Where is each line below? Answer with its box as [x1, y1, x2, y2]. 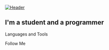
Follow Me [5, 40, 26, 46]
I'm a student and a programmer [5, 18, 104, 26]
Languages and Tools [5, 31, 48, 37]
